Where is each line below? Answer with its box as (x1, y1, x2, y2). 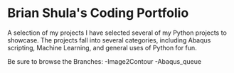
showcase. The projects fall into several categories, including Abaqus (7, 35, 211, 44)
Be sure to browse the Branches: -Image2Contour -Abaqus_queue (7, 57, 201, 65)
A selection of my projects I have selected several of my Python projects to (7, 28, 228, 37)
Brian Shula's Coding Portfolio (7, 5, 189, 21)
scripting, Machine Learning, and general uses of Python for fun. (7, 43, 197, 52)
